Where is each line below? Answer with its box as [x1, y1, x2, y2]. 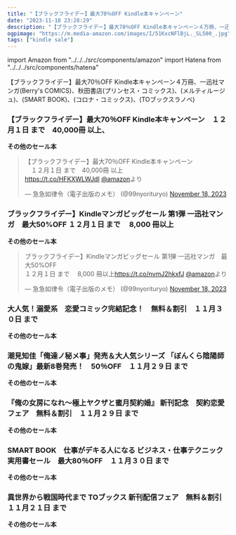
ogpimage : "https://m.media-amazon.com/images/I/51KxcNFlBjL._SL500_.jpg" [7, 30, 231, 37]
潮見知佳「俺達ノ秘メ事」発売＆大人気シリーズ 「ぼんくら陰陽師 [7, 351, 225, 361]
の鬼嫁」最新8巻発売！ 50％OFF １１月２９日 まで [7, 361, 188, 371]
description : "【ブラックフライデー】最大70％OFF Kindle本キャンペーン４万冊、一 [7, 23, 225, 30]
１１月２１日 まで [7, 503, 67, 513]
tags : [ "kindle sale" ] [7, 37, 74, 44]
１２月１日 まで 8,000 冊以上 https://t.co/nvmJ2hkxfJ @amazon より [24, 269, 227, 278]
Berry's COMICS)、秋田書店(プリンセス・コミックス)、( [22, 86, 183, 95]
